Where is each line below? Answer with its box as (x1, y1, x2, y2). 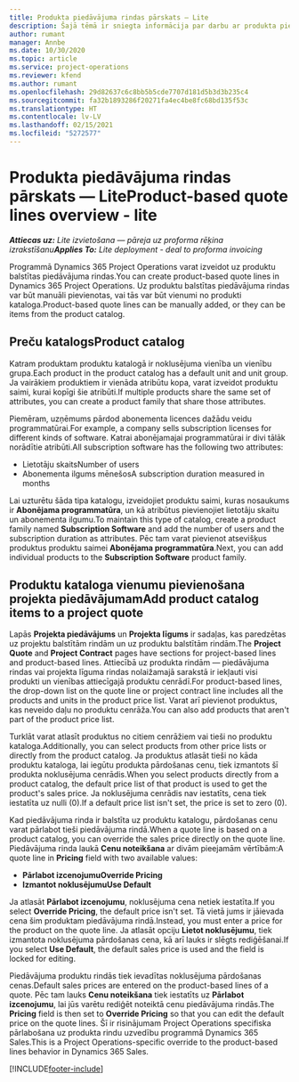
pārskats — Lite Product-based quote (9, 186, 289, 207)
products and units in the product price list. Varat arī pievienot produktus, (9, 696, 278, 706)
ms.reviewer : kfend (9, 71, 82, 80)
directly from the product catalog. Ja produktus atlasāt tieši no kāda (9, 750, 258, 761)
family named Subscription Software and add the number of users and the (9, 523, 285, 534)
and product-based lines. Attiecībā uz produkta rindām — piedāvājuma (9, 657, 270, 668)
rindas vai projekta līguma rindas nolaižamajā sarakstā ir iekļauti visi (9, 667, 258, 678)
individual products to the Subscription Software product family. (9, 551, 247, 562)
